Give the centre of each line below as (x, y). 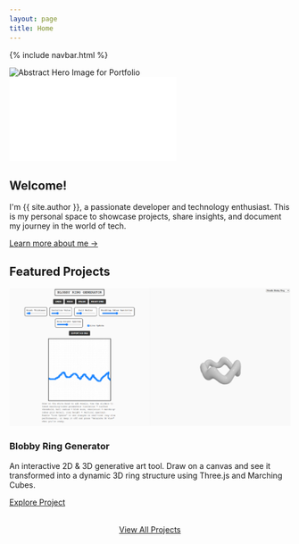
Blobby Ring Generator (59, 447)
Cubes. (22, 485)
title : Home (31, 28)
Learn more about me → (54, 243)
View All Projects (150, 529)
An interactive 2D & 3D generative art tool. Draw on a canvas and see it (140, 465)
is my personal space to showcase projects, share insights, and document (145, 217)
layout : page (33, 19)
